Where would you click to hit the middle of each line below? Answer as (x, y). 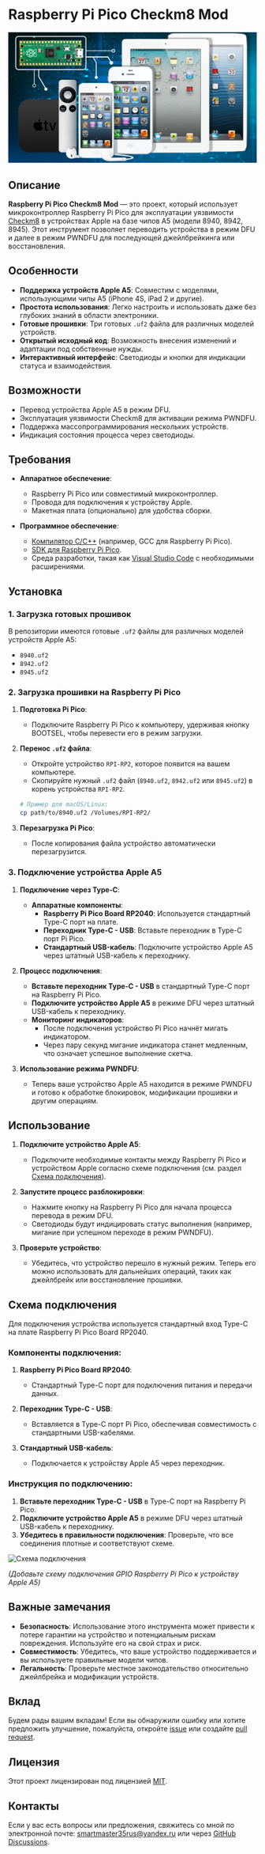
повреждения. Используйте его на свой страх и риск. (110, 1643)
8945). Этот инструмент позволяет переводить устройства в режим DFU (132, 229)
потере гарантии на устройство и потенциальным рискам (118, 1634)
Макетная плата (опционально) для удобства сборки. (121, 511)
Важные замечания (60, 1607)
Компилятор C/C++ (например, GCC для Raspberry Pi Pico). (132, 541)
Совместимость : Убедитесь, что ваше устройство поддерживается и (138, 1652)
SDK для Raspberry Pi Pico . (77, 550)
